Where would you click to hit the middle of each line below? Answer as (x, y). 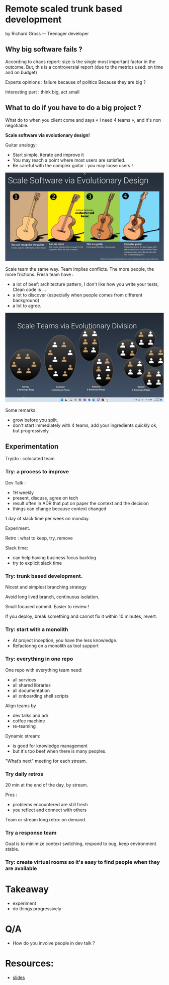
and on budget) (21, 72)
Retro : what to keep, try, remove (39, 538)
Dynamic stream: (23, 736)
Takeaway (27, 889)
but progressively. (31, 430)
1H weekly (23, 492)
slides (19, 977)
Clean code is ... (29, 290)
